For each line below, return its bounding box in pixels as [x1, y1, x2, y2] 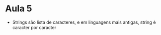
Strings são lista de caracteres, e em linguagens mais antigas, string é [12, 19, 156, 25]
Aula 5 [5, 3, 32, 14]
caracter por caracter [12, 24, 56, 30]
